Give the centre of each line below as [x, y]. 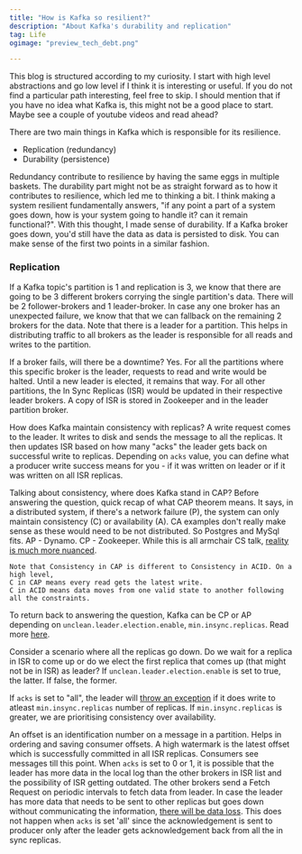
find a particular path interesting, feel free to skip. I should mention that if [145, 96]
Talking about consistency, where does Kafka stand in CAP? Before [134, 492]
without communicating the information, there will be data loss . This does [146, 811]
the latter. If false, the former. [63, 680]
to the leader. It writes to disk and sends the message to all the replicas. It [146, 436]
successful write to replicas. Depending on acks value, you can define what [149, 455]
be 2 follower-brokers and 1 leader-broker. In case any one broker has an [145, 306]
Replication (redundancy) [69, 150]
